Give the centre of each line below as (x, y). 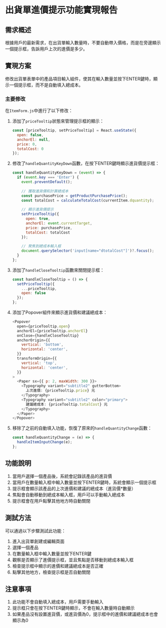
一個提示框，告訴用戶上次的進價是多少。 (46, 49)
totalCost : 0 (30, 149)
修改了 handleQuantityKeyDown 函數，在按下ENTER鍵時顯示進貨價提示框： (86, 163)
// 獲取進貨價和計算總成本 (45, 191)
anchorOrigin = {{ (34, 340)
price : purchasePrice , (49, 228)
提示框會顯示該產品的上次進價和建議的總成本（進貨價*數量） (74, 488)
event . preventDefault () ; (47, 182)
